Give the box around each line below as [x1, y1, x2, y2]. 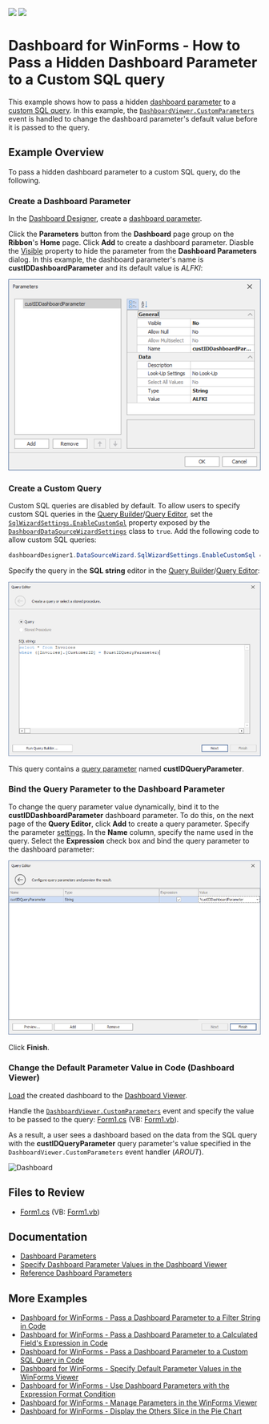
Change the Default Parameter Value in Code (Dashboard [8, 1062, 235, 1073]
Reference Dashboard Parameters [19, 1269, 133, 1278]
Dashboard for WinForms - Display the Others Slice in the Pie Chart [19, 1406, 243, 1416]
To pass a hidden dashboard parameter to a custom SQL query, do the [8, 166, 241, 176]
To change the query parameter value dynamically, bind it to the [8, 801, 219, 812]
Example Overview [8, 146, 104, 159]
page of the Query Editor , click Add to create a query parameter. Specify [8, 819, 250, 828]
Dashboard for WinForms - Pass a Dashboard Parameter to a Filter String [19, 1313, 261, 1322]
